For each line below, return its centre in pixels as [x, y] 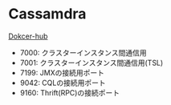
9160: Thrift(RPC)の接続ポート [70, 92]
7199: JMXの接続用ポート [62, 72]
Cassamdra [47, 14]
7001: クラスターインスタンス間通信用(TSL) [92, 63]
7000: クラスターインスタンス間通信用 [83, 52]
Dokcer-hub [28, 36]
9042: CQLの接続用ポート [63, 83]
